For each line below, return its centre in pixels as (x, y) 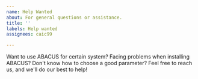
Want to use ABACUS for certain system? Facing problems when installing (98, 57)
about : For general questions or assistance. (64, 17)
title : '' (19, 23)
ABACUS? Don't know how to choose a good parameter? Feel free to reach (99, 63)
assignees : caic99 (29, 34)
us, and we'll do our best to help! (47, 69)
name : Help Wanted (29, 12)
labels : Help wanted (32, 29)
